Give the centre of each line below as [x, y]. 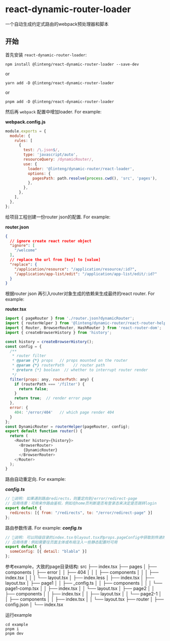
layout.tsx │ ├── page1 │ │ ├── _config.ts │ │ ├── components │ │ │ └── [84, 583]
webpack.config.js [26, 122]
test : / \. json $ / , [41, 150]
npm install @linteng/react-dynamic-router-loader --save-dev [72, 64]
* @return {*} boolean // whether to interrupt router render [80, 370]
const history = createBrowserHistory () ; [50, 342]
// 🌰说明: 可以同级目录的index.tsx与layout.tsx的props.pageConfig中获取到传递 [84, 537]
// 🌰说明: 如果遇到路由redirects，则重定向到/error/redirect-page [71, 499]
